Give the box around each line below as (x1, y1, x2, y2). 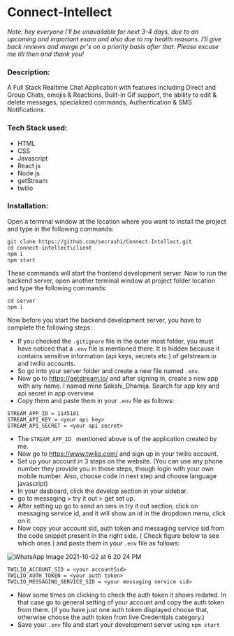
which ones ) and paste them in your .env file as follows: (17, 539, 180, 547)
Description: (7, 67, 50, 77)
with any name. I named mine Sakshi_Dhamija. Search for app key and (17, 381, 220, 390)
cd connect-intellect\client (7, 244, 92, 251)
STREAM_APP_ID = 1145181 (7, 410, 80, 417)
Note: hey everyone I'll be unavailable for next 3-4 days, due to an (7, 27, 199, 36)
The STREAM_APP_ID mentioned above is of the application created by (17, 434, 217, 442)
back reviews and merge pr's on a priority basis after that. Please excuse (7, 42, 219, 50)
